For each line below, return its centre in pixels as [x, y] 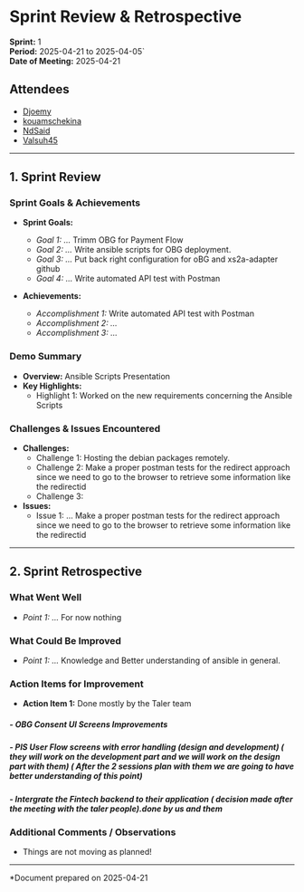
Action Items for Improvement [77, 684]
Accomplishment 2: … [76, 323]
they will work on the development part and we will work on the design [145, 757]
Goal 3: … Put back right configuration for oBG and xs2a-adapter [157, 259]
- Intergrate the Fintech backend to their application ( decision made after [151, 799]
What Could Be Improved [66, 640]
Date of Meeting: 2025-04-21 [65, 61]
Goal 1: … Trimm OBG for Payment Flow [109, 240]
